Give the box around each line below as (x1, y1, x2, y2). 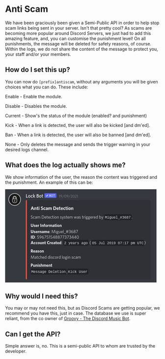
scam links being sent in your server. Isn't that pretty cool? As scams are (5, 25, 152, 31)
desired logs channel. (5, 147, 49, 153)
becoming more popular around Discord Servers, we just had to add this (5, 30, 151, 36)
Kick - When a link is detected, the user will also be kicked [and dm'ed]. (5, 122, 150, 128)
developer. (5, 348, 27, 354)
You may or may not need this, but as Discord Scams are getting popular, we (5, 305, 160, 311)
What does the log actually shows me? (5, 161, 126, 169)
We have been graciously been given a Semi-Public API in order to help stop (5, 20, 160, 26)
